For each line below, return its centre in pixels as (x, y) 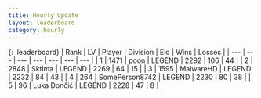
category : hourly (36, 30)
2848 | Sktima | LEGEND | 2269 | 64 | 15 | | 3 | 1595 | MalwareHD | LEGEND (130, 69)
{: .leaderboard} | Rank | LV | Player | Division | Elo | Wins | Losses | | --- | (127, 53)
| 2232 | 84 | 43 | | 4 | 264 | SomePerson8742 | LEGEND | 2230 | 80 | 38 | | (129, 77)
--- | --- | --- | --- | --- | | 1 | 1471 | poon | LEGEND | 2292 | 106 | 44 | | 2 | (135, 60)
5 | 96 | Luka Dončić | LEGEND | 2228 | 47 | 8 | (83, 85)
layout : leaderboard (42, 23)
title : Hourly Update (43, 15)
